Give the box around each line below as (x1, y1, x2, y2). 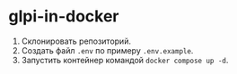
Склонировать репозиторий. (21, 36, 132, 46)
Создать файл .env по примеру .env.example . (21, 45, 194, 55)
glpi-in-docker (8, 6, 119, 27)
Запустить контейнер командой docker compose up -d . (21, 54, 229, 65)
